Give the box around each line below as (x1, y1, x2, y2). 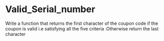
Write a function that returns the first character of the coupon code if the (5, 20, 158, 26)
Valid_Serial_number (5, 4, 96, 15)
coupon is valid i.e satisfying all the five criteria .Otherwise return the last (5, 25, 159, 31)
